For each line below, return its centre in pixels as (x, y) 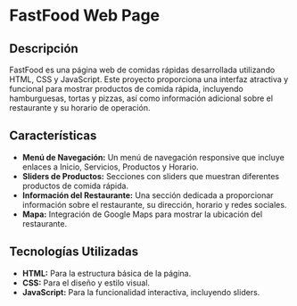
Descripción (44, 49)
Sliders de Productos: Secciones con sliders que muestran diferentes (151, 176)
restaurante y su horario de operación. (80, 108)
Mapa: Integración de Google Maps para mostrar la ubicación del (142, 214)
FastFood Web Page (85, 16)
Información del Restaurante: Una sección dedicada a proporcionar (148, 195)
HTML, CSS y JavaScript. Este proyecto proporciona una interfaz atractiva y (149, 79)
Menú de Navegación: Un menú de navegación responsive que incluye (153, 157)
